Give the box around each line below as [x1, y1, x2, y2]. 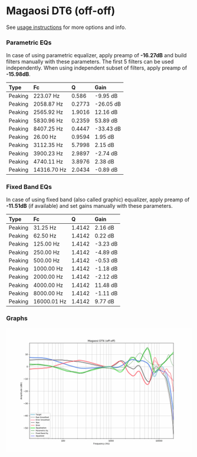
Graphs [6, 314, 28, 322]
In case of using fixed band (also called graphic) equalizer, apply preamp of [6, 196, 190, 203]
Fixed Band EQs [6, 182, 52, 191]
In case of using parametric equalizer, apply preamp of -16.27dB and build [6, 52, 187, 59]
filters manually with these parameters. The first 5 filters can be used [6, 58, 174, 66]
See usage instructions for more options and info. [6, 24, 127, 31]
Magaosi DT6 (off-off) [6, 4, 116, 18]
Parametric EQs [6, 38, 52, 47]
